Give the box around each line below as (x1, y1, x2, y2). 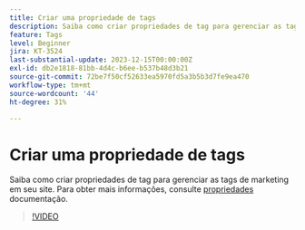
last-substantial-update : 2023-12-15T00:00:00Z (9, 55, 193, 64)
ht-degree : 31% (9, 97, 67, 107)
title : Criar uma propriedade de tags (9, 13, 156, 23)
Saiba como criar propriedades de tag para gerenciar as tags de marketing (9, 174, 289, 186)
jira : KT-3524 (9, 47, 64, 56)
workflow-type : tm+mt (9, 81, 92, 90)
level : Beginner (9, 38, 71, 48)
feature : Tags (9, 30, 64, 39)
